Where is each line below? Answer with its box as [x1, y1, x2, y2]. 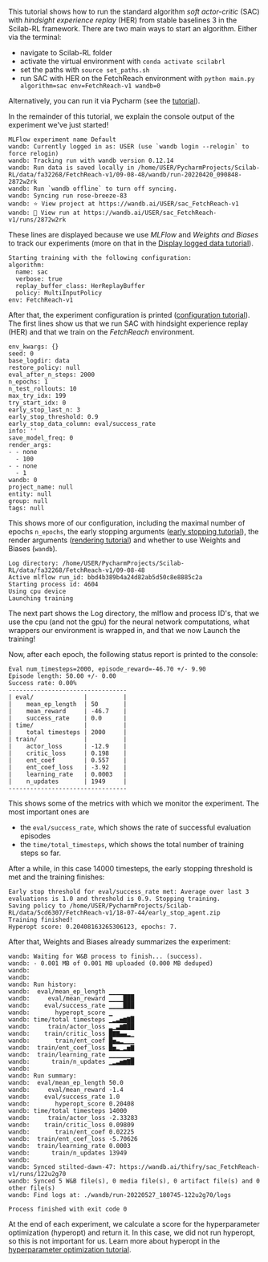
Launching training [8, 594, 74, 603]
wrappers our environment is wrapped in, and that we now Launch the [8, 626, 241, 635]
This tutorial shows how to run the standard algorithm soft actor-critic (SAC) [8, 7, 260, 16]
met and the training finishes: [8, 872, 105, 882]
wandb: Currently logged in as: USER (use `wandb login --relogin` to [8, 143, 250, 151]
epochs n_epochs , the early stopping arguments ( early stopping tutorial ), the [8, 527, 259, 536]
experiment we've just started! [8, 120, 109, 129]
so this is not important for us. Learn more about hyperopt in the [8, 1236, 221, 1246]
